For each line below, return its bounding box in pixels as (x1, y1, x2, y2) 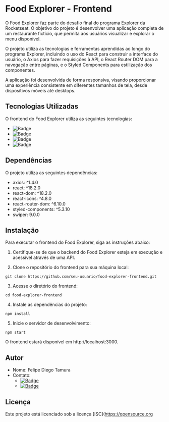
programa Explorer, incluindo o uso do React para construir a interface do (5, 51, 158, 57)
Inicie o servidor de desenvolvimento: (12, 320, 91, 326)
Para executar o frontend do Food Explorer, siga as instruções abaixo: (5, 239, 150, 245)
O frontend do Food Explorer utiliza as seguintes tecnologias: (5, 116, 132, 122)
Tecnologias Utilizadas (5, 102, 79, 111)
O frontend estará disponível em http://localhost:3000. (5, 339, 119, 345)
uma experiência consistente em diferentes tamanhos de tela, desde (5, 82, 148, 88)
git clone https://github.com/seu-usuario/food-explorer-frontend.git (5, 274, 157, 279)
